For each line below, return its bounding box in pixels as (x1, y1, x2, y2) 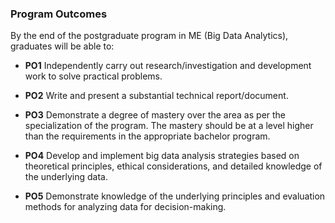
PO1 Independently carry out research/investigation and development (24, 60, 312, 72)
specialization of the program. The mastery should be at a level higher (24, 120, 314, 132)
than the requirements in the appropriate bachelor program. (24, 130, 271, 142)
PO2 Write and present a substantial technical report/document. (24, 90, 289, 102)
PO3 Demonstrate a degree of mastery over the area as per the (24, 109, 287, 121)
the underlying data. (24, 171, 109, 183)
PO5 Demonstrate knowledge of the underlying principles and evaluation (24, 190, 326, 202)
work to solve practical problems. (24, 70, 163, 82)
